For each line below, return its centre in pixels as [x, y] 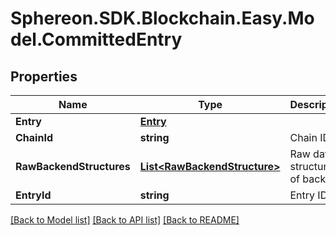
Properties [44, 76]
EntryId [33, 195]
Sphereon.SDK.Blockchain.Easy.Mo [162, 18]
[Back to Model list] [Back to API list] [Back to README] [125, 220]
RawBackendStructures [73, 166]
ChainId [34, 137]
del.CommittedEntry [96, 39]
